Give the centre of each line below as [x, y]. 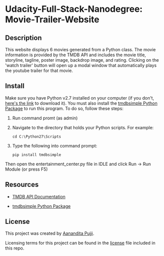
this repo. [15, 248]
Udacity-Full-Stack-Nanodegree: [74, 9]
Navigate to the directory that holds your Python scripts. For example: [83, 127]
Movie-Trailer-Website [52, 19]
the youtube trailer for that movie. [39, 71]
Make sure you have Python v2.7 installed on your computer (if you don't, [80, 98]
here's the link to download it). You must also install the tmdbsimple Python [81, 103]
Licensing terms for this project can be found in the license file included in [80, 243]
